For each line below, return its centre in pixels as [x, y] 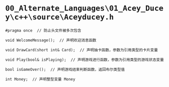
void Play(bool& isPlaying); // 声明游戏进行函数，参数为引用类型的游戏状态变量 [84, 60]
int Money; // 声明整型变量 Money [40, 79]
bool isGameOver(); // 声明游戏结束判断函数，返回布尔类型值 [65, 69]
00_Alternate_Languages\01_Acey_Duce [84, 8]
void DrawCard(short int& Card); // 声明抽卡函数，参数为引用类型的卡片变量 [81, 50]
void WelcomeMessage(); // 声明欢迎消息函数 [51, 40]
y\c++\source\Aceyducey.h [60, 17]
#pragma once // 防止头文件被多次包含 [43, 30]
